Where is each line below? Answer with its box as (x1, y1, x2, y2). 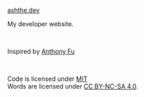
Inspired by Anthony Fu (7, 47, 76, 55)
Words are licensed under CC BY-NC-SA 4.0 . (7, 82, 139, 91)
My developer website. (7, 20, 74, 28)
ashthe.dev (7, 6, 40, 14)
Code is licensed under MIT (7, 74, 88, 83)
